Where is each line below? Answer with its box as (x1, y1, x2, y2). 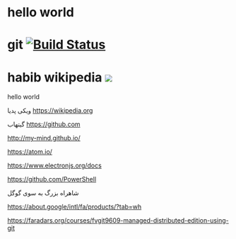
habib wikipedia (7, 69, 102, 85)
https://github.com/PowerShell (7, 175, 97, 184)
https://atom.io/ (7, 148, 53, 156)
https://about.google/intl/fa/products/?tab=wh (7, 203, 142, 211)
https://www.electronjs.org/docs (7, 161, 102, 170)
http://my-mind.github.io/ (7, 134, 81, 143)
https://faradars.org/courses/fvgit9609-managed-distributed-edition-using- (7, 216, 230, 225)
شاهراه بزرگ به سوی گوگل (7, 189, 79, 197)
